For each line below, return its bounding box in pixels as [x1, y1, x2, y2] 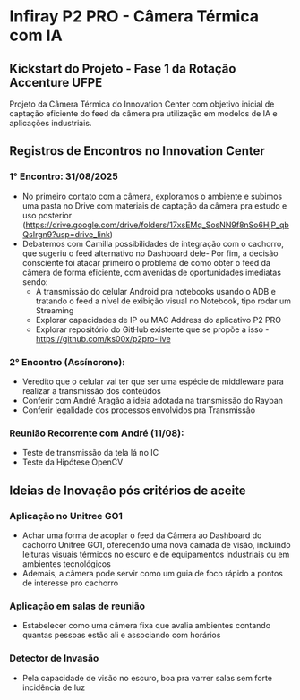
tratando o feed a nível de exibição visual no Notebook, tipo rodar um [35, 295, 292, 306]
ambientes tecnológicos [21, 558, 112, 569]
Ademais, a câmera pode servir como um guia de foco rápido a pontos [21, 568, 284, 578]
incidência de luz [21, 682, 86, 693]
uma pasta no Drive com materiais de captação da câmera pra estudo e [21, 200, 287, 211]
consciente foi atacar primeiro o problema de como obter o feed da [21, 257, 271, 268]
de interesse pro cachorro [21, 577, 119, 588]
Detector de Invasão [9, 652, 99, 664]
